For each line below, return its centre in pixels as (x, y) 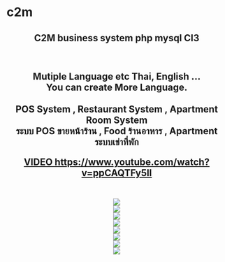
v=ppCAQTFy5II (117, 173)
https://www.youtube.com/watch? (132, 162)
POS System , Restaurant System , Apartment (117, 109)
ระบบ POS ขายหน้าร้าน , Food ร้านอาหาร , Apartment (117, 131)
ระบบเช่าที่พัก (117, 142)
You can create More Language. (117, 88)
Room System (117, 121)
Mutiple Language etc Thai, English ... (117, 77)
